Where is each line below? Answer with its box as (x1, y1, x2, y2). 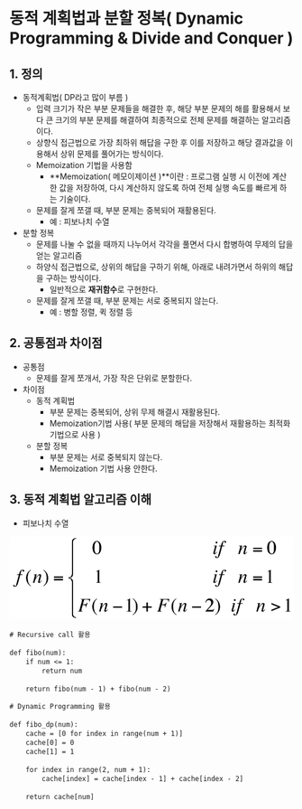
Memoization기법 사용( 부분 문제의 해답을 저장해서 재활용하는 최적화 (49, 418, 291, 428)
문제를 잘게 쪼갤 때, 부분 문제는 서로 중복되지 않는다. (35, 296, 219, 306)
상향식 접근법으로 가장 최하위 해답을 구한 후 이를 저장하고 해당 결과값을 (35, 137, 284, 147)
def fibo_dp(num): (9, 720, 78, 729)
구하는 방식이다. (45, 273, 102, 283)
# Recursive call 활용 (9, 630, 91, 640)
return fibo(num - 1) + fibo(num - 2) (25, 684, 171, 694)
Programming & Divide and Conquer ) (9, 28, 294, 49)
